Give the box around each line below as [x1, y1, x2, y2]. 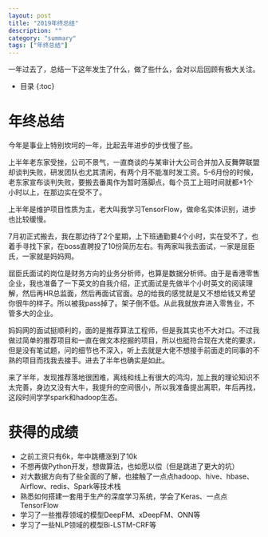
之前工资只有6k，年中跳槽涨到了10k [19, 451, 138, 461]
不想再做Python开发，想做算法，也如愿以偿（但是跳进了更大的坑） [19, 462, 239, 471]
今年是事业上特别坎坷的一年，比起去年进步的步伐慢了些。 [8, 141, 197, 150]
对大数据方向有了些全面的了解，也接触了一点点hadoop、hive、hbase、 [19, 471, 254, 481]
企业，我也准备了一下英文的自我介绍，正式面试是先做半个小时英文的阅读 [8, 279, 246, 288]
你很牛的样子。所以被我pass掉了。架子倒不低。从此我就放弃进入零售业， [8, 299, 248, 308]
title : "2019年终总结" [8, 19, 79, 27]
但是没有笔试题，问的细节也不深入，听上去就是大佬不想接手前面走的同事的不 [8, 346, 260, 355]
